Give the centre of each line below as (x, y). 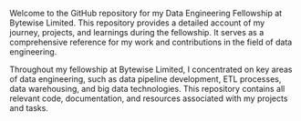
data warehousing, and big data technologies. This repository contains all (147, 89)
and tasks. (29, 108)
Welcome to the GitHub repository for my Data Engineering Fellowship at (146, 13)
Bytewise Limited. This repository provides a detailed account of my (137, 23)
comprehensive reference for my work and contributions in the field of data (151, 42)
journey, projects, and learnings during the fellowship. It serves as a (137, 32)
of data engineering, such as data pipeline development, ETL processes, (145, 79)
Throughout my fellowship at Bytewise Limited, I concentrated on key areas (151, 69)
